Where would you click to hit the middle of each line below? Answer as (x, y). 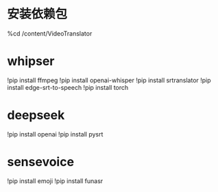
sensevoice (40, 162)
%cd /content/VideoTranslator (50, 33)
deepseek (36, 116)
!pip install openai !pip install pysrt (55, 134)
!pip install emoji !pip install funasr (55, 181)
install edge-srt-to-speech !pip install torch (68, 87)
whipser (31, 61)
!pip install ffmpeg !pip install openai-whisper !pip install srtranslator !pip (109, 80)
